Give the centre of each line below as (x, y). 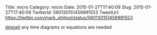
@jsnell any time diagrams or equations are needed (59, 27)
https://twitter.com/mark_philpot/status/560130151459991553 (69, 17)
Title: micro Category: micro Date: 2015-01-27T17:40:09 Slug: (69, 7)
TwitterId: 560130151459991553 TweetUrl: (76, 12)
